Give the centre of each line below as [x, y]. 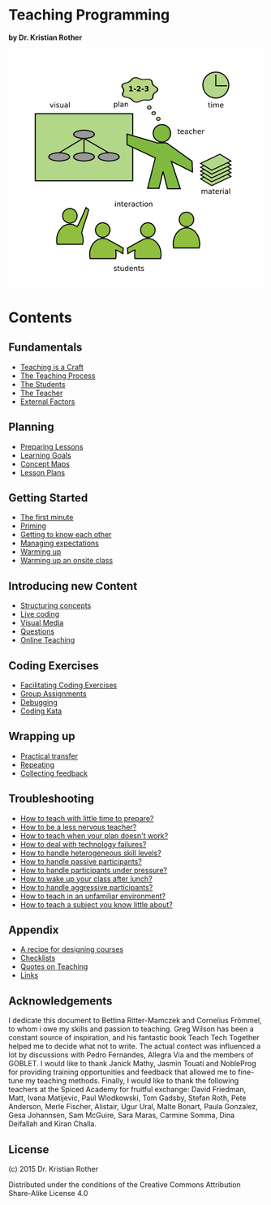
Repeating [37, 764]
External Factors [47, 401]
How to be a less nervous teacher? [78, 827]
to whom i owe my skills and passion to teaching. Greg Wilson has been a [131, 1029]
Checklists [38, 958]
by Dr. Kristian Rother [45, 37]
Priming [33, 526]
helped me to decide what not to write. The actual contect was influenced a [135, 1046]
